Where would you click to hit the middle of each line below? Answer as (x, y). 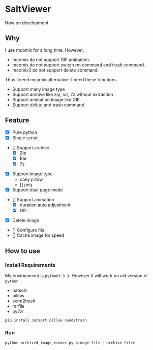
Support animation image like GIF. (46, 99)
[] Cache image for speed (38, 235)
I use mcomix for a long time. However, (45, 50)
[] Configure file (28, 230)
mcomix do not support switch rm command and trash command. (78, 64)
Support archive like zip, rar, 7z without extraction (62, 94)
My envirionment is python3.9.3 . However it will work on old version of (76, 275)
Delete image (26, 221)
